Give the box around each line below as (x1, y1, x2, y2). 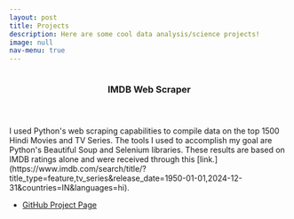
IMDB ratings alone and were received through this (9, 154, 195, 165)
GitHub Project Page (21, 199, 98, 210)
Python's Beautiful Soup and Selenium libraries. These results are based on (9, 144, 286, 156)
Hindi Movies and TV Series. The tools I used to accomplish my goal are (9, 135, 273, 146)
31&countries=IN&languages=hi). (9, 182, 131, 193)
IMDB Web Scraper (107, 84, 191, 96)
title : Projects (9, 21, 69, 30)
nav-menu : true (9, 46, 66, 55)
